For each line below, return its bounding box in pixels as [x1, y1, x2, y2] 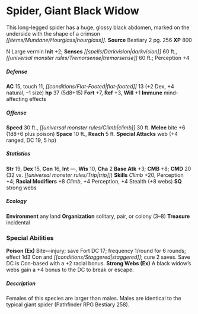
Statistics [6, 150, 31, 157]
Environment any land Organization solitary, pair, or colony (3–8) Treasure [6, 212, 190, 220]
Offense [6, 109, 27, 116]
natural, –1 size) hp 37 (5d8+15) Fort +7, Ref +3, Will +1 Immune [6, 89, 163, 96]
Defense [6, 68, 28, 75]
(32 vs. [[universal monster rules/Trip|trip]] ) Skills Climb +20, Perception [6, 171, 184, 179]
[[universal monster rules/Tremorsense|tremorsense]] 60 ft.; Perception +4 [6, 54, 190, 61]
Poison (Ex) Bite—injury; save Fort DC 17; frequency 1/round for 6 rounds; [6, 248, 186, 255]
